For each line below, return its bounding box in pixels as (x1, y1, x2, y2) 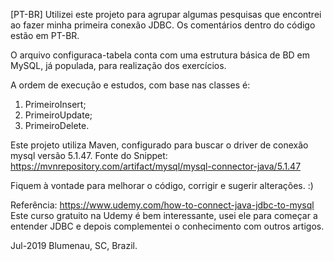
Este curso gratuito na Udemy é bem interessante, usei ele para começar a (10, 210, 318, 221)
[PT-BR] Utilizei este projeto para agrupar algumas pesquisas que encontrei (10, 9, 322, 20)
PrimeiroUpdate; (24, 109, 93, 121)
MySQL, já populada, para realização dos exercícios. (10, 60, 227, 71)
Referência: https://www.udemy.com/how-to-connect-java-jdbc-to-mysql (10, 199, 315, 211)
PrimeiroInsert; (24, 99, 87, 110)
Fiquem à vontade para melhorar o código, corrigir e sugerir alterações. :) (10, 180, 314, 191)
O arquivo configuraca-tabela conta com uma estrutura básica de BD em (10, 49, 311, 61)
